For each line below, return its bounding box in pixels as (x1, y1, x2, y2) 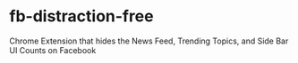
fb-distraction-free (9, 6, 154, 27)
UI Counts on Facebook (9, 44, 97, 55)
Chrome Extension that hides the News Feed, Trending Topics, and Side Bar (9, 35, 289, 46)
